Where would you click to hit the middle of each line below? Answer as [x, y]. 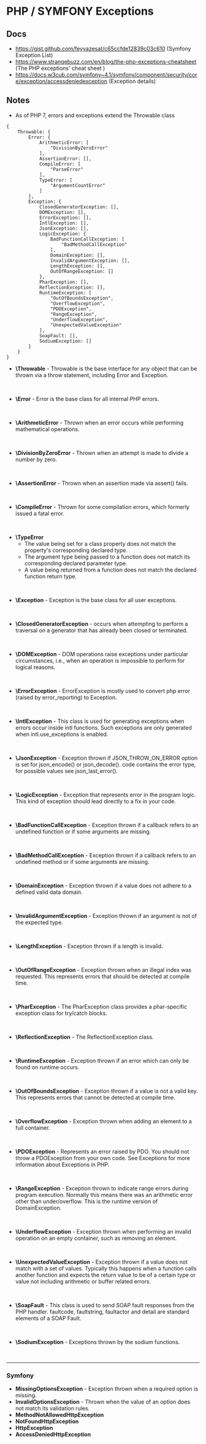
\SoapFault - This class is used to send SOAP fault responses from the [105, 1305]
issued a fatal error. [40, 513]
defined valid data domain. [49, 892]
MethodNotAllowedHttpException [59, 1415]
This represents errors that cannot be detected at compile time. [95, 1097]
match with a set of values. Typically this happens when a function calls [106, 1268]
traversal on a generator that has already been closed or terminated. [101, 630]
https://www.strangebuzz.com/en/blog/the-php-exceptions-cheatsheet [106, 62]
